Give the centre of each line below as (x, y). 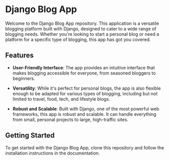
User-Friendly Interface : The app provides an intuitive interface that (83, 67)
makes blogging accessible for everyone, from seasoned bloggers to (84, 73)
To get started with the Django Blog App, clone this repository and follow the (85, 147)
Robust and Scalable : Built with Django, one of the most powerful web (86, 109)
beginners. (24, 78)
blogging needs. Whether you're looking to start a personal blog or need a (82, 34)
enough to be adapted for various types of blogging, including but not (85, 93)
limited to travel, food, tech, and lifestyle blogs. (61, 99)
